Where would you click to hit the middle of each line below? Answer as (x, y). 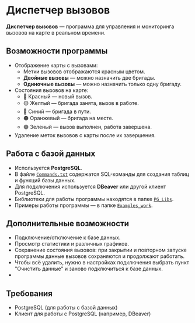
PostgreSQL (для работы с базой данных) (66, 308)
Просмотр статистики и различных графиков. (72, 244)
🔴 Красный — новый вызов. (58, 96)
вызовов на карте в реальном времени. (56, 32)
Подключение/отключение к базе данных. (67, 237)
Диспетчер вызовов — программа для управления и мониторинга (90, 26)
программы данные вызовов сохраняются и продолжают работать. (100, 256)
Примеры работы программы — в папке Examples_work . (83, 205)
